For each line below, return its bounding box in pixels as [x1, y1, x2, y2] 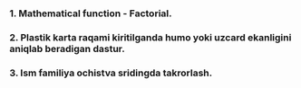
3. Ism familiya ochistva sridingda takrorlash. [9, 66, 213, 79]
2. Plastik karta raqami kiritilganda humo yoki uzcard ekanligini [9, 31, 292, 43]
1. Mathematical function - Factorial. [9, 7, 172, 20]
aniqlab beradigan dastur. [9, 42, 125, 55]
